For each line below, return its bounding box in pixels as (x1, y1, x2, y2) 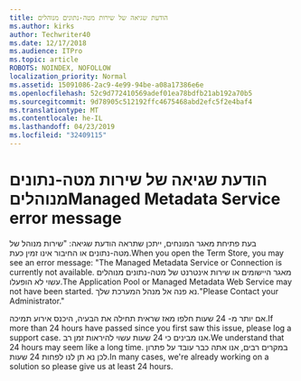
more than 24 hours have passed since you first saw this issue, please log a (9, 322, 292, 333)
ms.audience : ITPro (9, 47, 83, 56)
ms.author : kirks (9, 22, 75, 31)
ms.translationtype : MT (9, 106, 99, 115)
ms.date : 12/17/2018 (9, 38, 88, 48)
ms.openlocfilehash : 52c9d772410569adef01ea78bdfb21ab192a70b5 (9, 88, 253, 98)
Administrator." (9, 295, 65, 306)
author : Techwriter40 (9, 30, 91, 39)
